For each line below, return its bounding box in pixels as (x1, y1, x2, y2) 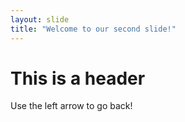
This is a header (10, 67, 146, 90)
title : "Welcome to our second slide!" (10, 24, 177, 34)
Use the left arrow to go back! (10, 100, 133, 112)
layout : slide (10, 14, 70, 25)
